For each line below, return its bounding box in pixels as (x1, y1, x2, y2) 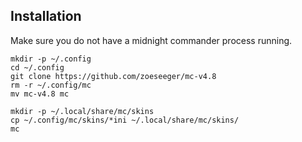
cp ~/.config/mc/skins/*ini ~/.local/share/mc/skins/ (10, 115, 240, 125)
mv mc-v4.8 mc (10, 89, 70, 99)
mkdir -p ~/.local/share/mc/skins (10, 106, 155, 116)
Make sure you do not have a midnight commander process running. (10, 34, 293, 46)
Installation (10, 8, 82, 25)
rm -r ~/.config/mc (10, 80, 92, 90)
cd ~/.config (10, 62, 65, 73)
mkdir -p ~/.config (10, 54, 92, 64)
